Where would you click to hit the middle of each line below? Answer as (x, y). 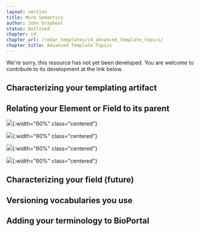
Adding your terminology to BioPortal (78, 221)
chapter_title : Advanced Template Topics (59, 46)
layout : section (27, 12)
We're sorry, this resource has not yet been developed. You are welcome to (100, 62)
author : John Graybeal (35, 23)
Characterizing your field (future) (70, 180)
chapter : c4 (21, 34)
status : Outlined (28, 29)
